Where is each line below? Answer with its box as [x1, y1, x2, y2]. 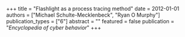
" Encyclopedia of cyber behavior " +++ [6, 24, 102, 31]
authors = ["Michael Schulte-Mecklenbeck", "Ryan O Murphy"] [6, 11, 161, 18]
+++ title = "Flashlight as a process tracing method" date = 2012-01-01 [6, 5, 180, 12]
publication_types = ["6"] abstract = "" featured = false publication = [6, 18, 174, 24]
